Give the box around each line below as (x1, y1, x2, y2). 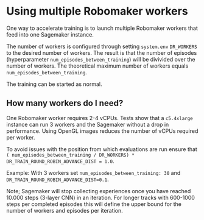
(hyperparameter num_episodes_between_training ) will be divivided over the (6, 55, 195, 63)
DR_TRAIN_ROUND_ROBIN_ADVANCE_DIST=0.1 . (6, 176, 109, 183)
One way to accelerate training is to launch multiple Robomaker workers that (6, 24, 198, 32)
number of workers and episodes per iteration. (6, 207, 123, 214)
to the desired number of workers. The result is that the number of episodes (6, 49, 197, 56)
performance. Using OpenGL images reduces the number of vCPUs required (6, 127, 199, 135)
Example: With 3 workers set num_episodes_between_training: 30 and (6, 169, 181, 176)
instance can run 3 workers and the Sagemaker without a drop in (6, 121, 169, 128)
